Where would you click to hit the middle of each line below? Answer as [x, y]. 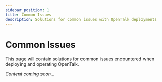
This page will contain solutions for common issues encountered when [80, 59]
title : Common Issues [28, 15]
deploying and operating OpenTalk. [42, 64]
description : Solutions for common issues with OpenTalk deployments [81, 19]
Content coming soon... [30, 74]
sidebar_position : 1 [27, 10]
